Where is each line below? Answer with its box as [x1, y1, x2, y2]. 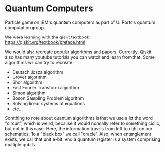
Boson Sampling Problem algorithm [12, 95, 84, 101]
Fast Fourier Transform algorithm [12, 84, 80, 90]
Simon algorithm [12, 90, 46, 96]
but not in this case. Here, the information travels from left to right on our [5, 125, 153, 131]
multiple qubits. [5, 141, 36, 147]
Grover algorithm [12, 74, 47, 80]
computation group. [5, 24, 45, 30]
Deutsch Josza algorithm [12, 69, 63, 75]
